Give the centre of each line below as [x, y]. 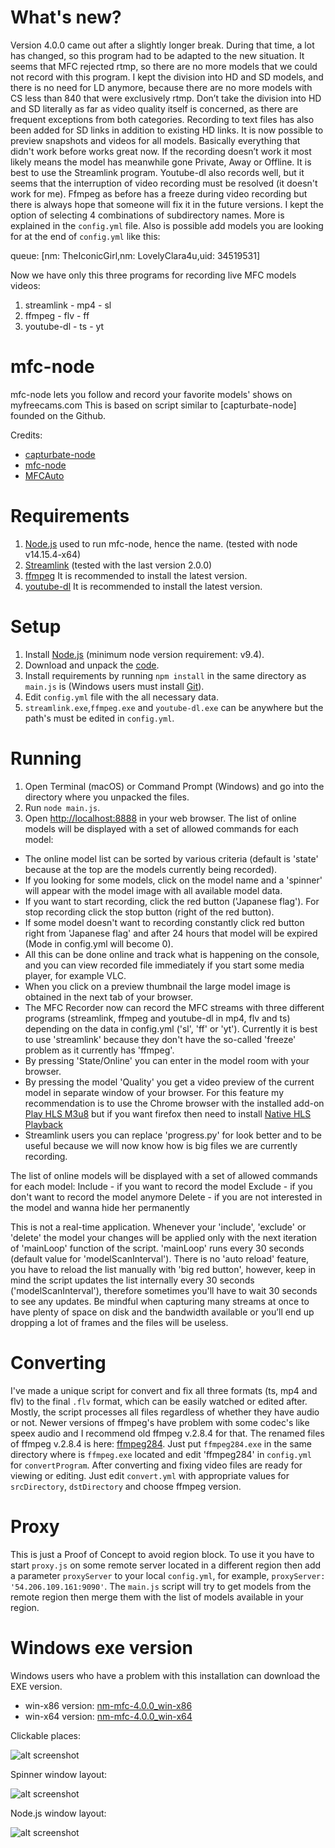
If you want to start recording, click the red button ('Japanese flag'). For [172, 901]
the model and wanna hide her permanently [100, 1207]
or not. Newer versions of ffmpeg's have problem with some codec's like [160, 1422]
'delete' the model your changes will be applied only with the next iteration [163, 1237]
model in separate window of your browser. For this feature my [154, 1092]
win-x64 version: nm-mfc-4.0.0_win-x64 [108, 1716]
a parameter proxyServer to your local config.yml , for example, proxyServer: [168, 1575]
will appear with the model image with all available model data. [153, 890]
